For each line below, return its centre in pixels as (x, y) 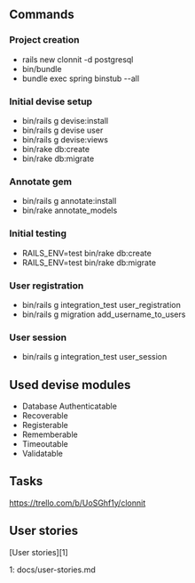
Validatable (43, 453)
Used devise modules (70, 385)
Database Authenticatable (70, 406)
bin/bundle (42, 69)
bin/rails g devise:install (65, 120)
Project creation (44, 40)
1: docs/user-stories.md (52, 570)
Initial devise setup (51, 101)
